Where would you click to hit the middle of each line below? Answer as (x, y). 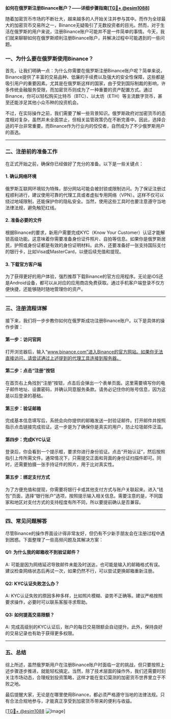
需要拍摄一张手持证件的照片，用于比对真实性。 (68, 465)
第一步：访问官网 (23, 339)
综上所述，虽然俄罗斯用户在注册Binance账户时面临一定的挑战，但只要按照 (83, 665)
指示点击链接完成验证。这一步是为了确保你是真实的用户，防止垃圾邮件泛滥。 (85, 427)
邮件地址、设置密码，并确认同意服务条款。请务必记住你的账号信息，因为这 (88, 389)
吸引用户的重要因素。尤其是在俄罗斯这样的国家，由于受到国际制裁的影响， (83, 83)
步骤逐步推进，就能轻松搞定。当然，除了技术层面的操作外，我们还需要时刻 (88, 671)
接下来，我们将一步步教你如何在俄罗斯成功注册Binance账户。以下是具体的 (83, 321)
